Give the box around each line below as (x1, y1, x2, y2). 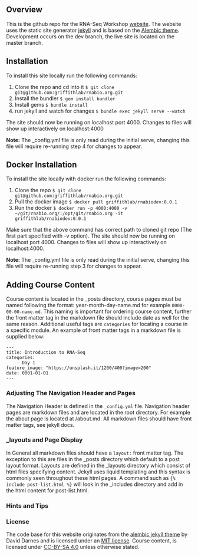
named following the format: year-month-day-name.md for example (6, 302, 171, 309)
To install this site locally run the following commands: (6, 72, 137, 79)
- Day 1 (16, 360, 35, 366)
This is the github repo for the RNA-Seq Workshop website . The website (6, 20, 181, 27)
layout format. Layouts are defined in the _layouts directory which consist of (6, 462, 191, 469)
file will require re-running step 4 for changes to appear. (6, 143, 143, 150)
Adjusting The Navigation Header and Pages (6, 389, 136, 397)
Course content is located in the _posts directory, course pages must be (6, 295, 181, 302)
